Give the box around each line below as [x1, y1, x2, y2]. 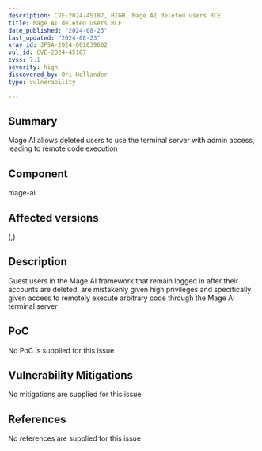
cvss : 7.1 [8, 56, 41, 64]
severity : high [8, 64, 59, 71]
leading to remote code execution [8, 144, 118, 153]
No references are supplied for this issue [8, 434, 141, 443]
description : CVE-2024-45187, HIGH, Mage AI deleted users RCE [8, 11, 222, 20]
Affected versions [8, 211, 99, 225]
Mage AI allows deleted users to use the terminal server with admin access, [8, 136, 255, 145]
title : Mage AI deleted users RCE [8, 19, 123, 27]
